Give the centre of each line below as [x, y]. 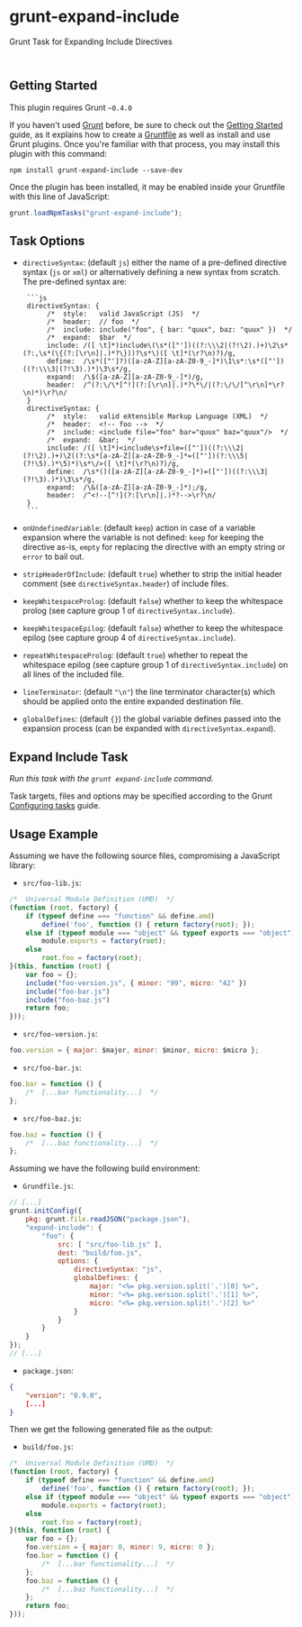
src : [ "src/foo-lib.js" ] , [110, 1244]
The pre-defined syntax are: [75, 282]
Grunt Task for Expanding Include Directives [91, 41]
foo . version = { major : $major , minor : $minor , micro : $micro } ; [134, 1051]
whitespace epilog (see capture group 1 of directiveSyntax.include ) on [155, 665]
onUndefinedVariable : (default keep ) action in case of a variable [139, 528]
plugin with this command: [58, 153]
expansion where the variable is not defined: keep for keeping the [143, 537]
